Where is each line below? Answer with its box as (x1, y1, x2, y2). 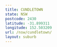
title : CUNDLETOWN (5, 7, 43, 12)
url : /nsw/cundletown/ (5, 30, 52, 35)
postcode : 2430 (5, 16, 37, 21)
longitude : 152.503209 (5, 25, 52, 30)
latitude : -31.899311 (5, 21, 50, 26)
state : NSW (5, 12, 28, 17)
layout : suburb (5, 35, 37, 40)
